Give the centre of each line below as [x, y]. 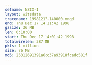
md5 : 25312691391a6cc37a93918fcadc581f [46, 55]
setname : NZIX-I [22, 10]
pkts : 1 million [22, 46]
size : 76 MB [17, 50]
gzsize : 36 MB [20, 28]
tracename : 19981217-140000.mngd [40, 19]
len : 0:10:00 [19, 32]
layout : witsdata [23, 14]
